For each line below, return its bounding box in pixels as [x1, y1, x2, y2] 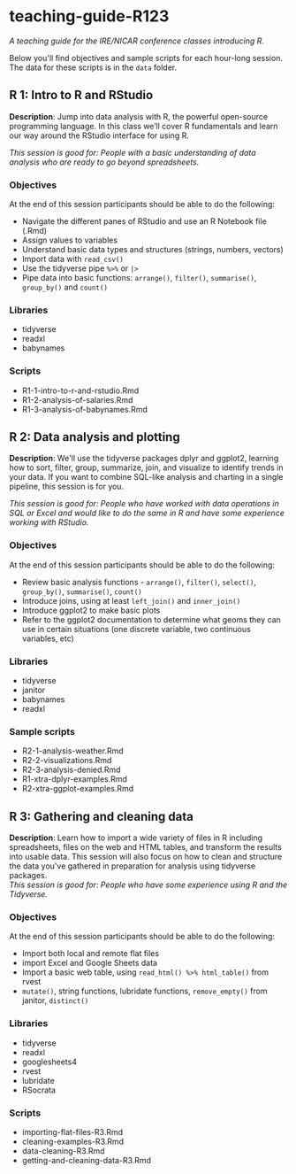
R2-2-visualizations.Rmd [21, 755, 112, 766]
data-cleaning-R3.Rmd [21, 1146, 105, 1156]
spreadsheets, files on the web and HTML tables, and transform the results [9, 842, 283, 853]
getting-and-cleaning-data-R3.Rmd [21, 1155, 152, 1166]
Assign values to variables [21, 235, 118, 245]
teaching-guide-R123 [9, 6, 170, 27]
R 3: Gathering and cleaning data [9, 808, 194, 824]
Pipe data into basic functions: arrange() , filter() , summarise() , [21, 273, 257, 283]
